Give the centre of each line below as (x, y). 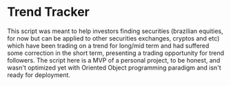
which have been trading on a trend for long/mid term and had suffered (108, 45)
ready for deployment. (39, 75)
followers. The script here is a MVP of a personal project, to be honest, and (114, 60)
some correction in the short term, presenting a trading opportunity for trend (115, 53)
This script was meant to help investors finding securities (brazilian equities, (115, 31)
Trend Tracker (48, 12)
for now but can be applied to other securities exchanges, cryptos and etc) (113, 38)
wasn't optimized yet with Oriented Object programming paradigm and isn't (114, 67)
